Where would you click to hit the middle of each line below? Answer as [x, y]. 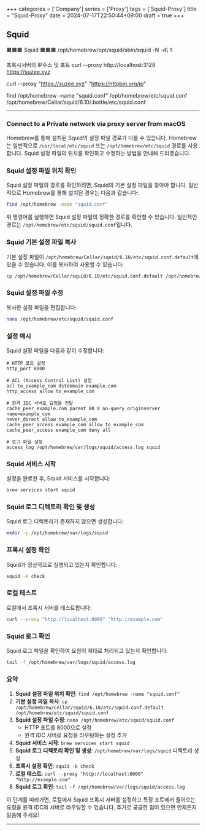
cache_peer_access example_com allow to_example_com [75, 424]
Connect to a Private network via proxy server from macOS [96, 123]
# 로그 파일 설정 [25, 442]
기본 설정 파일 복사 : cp [41, 701]
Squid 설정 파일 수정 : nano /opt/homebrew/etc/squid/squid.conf [95, 720]
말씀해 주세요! [23, 815]
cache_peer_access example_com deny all [59, 430]
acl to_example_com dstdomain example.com [61, 386]
